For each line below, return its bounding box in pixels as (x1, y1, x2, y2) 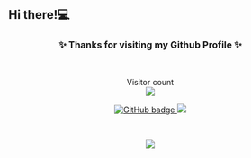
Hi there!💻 (8, 7, 70, 22)
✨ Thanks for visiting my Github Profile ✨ (58, 39, 242, 51)
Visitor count (126, 76, 175, 87)
